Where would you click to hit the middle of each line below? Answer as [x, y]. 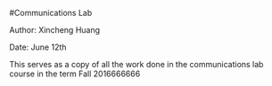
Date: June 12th [38, 47]
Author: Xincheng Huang [55, 30]
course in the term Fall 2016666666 [75, 74]
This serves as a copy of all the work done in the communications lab [136, 64]
